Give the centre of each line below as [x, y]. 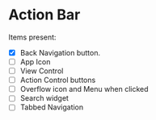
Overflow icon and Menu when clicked [84, 89]
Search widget [44, 98]
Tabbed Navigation [52, 107]
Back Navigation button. [60, 52]
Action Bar [44, 15]
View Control [42, 71]
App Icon [35, 62]
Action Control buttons [58, 80]
